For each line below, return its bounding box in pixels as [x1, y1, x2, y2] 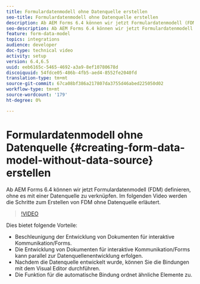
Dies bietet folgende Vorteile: [6, 221, 77, 229]
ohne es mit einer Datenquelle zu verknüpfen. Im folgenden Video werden [6, 192, 187, 199]
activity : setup [6, 53, 46, 59]
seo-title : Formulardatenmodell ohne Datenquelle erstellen [6, 14, 159, 20]
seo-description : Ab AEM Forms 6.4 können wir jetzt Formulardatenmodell [6, 25, 193, 32]
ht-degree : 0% [6, 97, 42, 103]
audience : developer [6, 42, 58, 48]
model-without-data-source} [6, 153, 154, 167]
